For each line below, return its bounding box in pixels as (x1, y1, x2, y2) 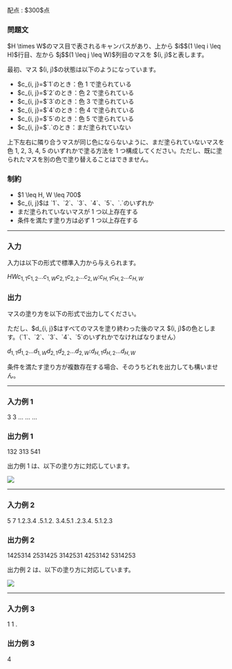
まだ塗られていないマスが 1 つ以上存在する (17, 207, 138, 216)
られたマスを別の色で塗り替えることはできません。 (7, 155, 153, 164)
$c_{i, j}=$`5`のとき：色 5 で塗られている (17, 115, 135, 123)
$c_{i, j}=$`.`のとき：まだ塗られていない (17, 123, 131, 131)
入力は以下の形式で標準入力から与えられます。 (7, 258, 140, 266)
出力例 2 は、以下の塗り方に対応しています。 (7, 565, 135, 574)
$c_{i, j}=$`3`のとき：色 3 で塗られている (17, 98, 135, 106)
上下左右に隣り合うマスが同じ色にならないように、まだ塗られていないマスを (7, 138, 224, 147)
